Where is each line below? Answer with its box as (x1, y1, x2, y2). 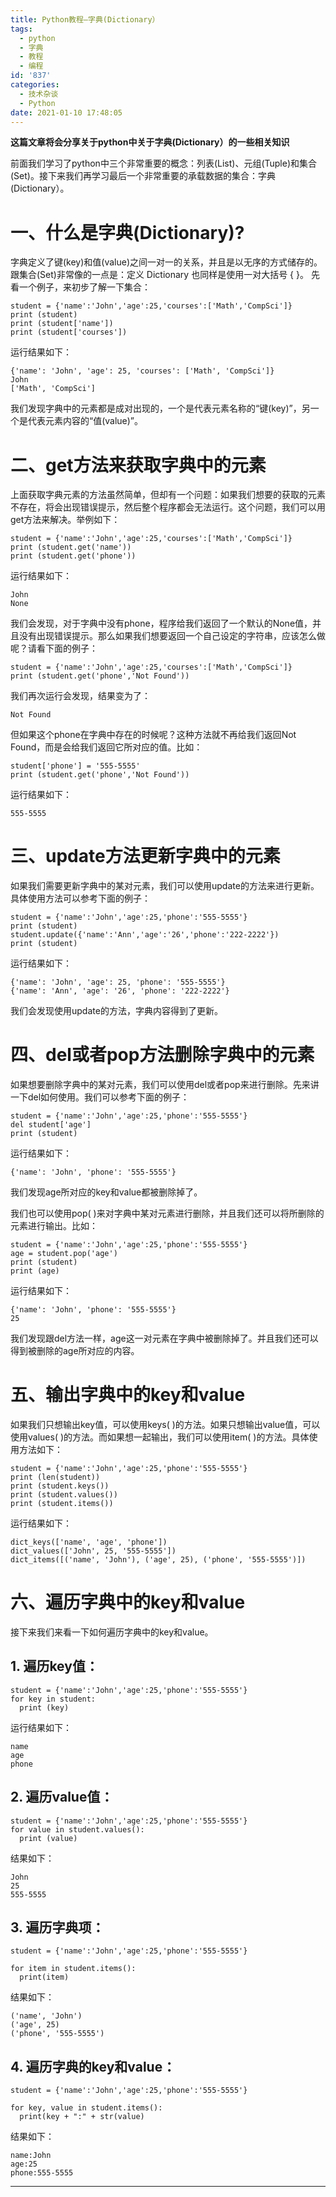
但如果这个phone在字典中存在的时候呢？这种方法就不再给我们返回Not (10, 729, 297, 741)
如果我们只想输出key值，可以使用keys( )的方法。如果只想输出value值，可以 (10, 1419, 321, 1431)
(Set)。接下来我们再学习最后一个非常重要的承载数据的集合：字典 (10, 170, 276, 182)
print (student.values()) (10, 1490, 118, 1500)
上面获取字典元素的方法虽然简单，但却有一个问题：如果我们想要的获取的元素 (10, 489, 326, 501)
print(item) (19, 1972, 70, 1983)
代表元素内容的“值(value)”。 (27, 415, 144, 427)
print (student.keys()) (10, 1481, 110, 1491)
